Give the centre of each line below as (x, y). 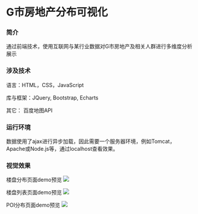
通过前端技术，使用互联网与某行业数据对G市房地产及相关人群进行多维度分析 (99, 46)
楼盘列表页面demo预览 (34, 193)
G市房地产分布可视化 (57, 12)
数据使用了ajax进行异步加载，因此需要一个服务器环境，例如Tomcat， (91, 141)
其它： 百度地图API (29, 110)
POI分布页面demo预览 (33, 205)
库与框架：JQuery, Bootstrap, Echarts (52, 97)
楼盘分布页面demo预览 (34, 180)
